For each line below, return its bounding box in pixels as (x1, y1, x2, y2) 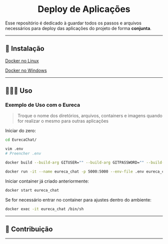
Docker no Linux (5, 57, 39, 63)
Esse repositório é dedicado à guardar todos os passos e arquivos (5, 20, 141, 26)
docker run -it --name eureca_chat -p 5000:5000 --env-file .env (5, 169, 144, 174)
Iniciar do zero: (5, 128, 36, 134)
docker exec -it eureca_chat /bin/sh (5, 206, 84, 212)
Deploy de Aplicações (37, 3, 130, 15)
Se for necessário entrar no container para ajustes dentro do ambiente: (5, 197, 151, 203)
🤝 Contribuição (5, 225, 53, 233)
